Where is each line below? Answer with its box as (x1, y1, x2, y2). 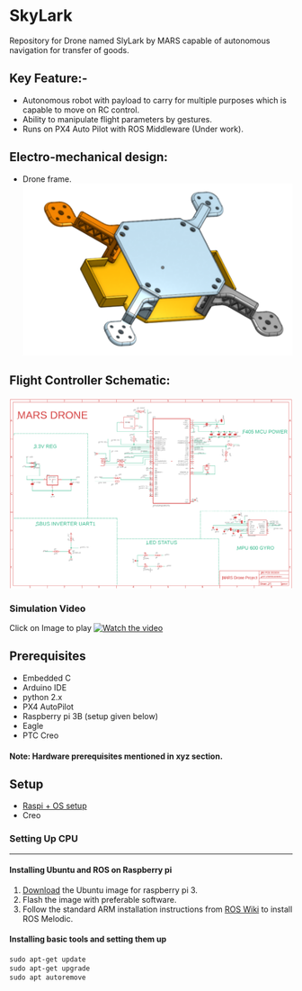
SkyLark (9, 5, 73, 26)
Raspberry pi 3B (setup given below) (22, 710, 159, 721)
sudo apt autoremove (9, 973, 87, 982)
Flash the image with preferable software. (22, 894, 177, 905)
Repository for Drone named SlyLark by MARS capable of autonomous (9, 35, 271, 46)
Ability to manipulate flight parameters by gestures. (22, 113, 213, 124)
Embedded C (22, 672, 72, 683)
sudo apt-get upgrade (9, 964, 91, 973)
